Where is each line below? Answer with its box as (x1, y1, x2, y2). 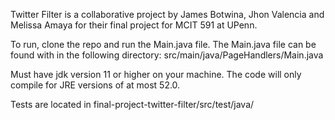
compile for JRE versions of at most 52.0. (10, 79, 181, 91)
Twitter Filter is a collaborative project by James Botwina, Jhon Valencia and (10, 9, 325, 20)
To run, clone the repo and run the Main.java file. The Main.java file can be (10, 39, 317, 50)
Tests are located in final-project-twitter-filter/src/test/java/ (10, 99, 255, 110)
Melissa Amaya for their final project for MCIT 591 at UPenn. (10, 19, 258, 31)
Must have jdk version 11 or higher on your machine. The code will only (10, 69, 302, 80)
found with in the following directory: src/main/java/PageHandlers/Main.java (10, 49, 324, 61)
